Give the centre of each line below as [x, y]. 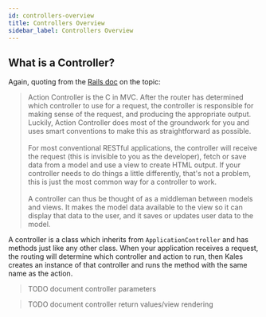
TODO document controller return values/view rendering [120, 304]
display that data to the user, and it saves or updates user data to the [140, 216]
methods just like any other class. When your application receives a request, [133, 249]
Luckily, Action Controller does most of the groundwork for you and [138, 123]
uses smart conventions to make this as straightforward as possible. [139, 131]
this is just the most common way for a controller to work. [122, 182]
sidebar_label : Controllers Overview [71, 30]
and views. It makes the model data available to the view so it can [135, 207]
